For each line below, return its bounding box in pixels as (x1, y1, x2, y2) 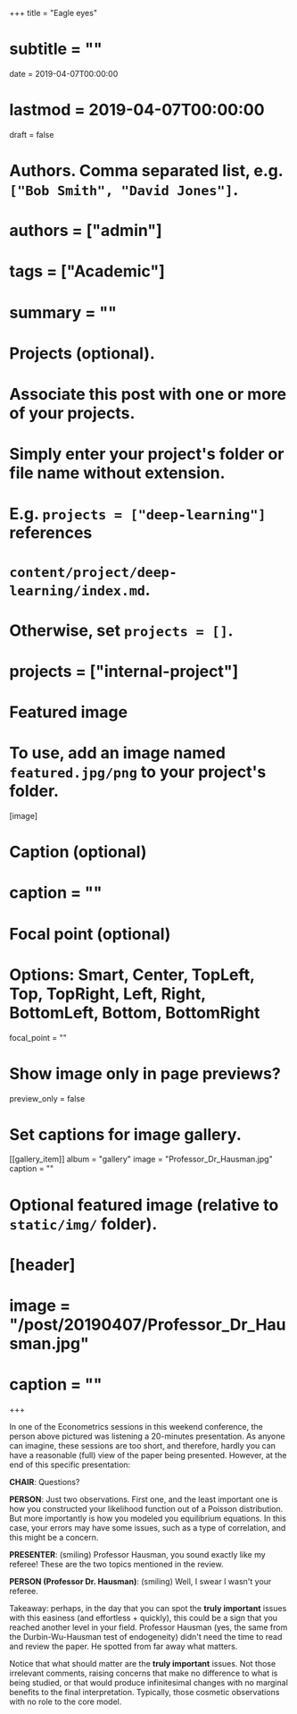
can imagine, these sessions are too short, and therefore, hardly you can (9, 1440, 276, 1451)
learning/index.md (9, 582, 145, 599)
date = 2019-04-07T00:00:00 (9, 68, 119, 79)
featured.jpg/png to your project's (9, 762, 267, 782)
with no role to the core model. (9, 1696, 122, 1707)
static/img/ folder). (9, 1213, 158, 1234)
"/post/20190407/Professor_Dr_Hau (9, 1314, 286, 1335)
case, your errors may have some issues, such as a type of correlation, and (9, 1522, 286, 1532)
